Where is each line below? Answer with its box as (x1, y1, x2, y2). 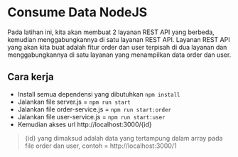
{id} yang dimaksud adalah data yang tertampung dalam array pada (24, 134, 223, 142)
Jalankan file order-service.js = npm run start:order (17, 104, 172, 114)
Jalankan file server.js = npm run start (17, 97, 131, 106)
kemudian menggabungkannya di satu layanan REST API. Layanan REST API (7, 35, 230, 43)
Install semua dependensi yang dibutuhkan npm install (17, 90, 180, 98)
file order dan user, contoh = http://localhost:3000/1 (24, 141, 177, 150)
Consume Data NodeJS (7, 4, 148, 21)
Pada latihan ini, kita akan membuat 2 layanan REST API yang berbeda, (7, 28, 215, 36)
